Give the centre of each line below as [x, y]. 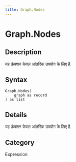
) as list [15, 100]
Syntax [16, 80]
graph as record [31, 96]
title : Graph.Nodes [25, 10]
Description [23, 52]
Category [20, 143]
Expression [16, 154]
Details [16, 114]
